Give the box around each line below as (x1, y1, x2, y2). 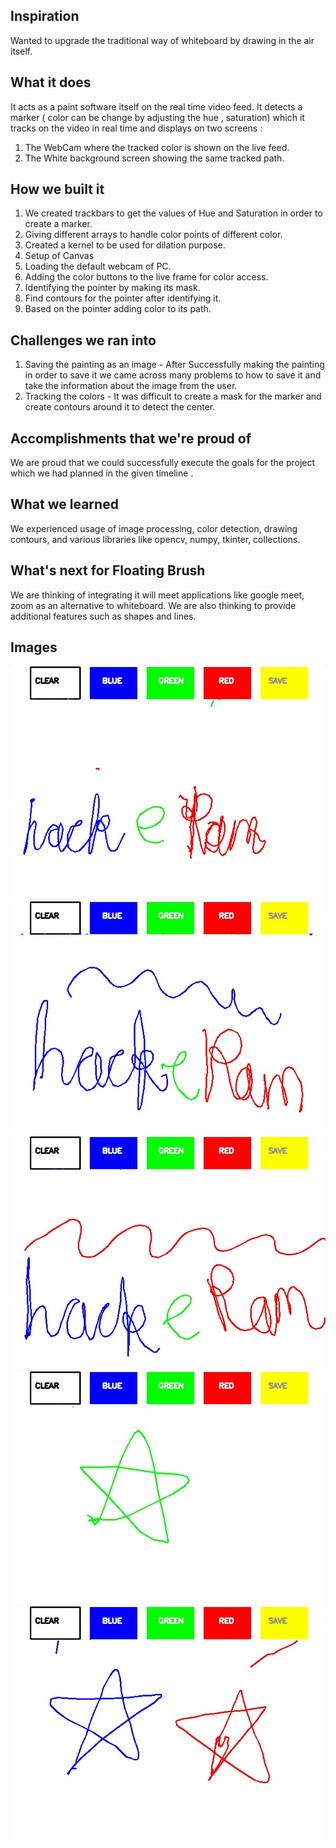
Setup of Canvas (24, 250, 95, 262)
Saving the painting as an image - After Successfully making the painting (24, 359, 325, 371)
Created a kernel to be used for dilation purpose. (24, 239, 226, 251)
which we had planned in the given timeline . (10, 467, 194, 479)
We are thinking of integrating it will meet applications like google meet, (10, 589, 305, 601)
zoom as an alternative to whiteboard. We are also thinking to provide (10, 599, 297, 611)
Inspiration (10, 8, 80, 25)
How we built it (10, 181, 105, 198)
